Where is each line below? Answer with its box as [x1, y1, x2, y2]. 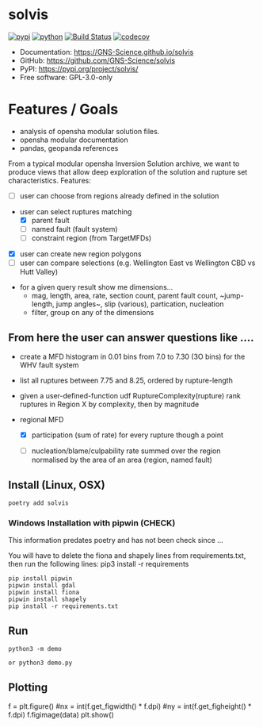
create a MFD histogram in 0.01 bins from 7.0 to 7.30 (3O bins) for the [19, 352, 246, 362]
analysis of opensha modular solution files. [19, 126, 160, 136]
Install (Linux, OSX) [8, 478, 105, 491]
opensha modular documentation [19, 135, 128, 144]
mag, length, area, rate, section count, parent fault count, [31, 291, 219, 301]
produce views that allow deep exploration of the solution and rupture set [8, 167, 248, 176]
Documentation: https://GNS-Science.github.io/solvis [19, 47, 194, 56]
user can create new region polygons [19, 249, 142, 259]
